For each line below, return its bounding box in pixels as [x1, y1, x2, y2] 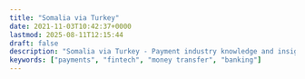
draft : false [9, 38, 59, 48]
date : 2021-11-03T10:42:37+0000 [9, 22, 132, 31]
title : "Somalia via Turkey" [9, 13, 120, 23]
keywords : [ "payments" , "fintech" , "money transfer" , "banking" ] [9, 55, 262, 64]
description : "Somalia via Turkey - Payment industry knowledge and [9, 47, 274, 56]
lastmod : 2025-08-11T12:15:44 [9, 30, 124, 39]
